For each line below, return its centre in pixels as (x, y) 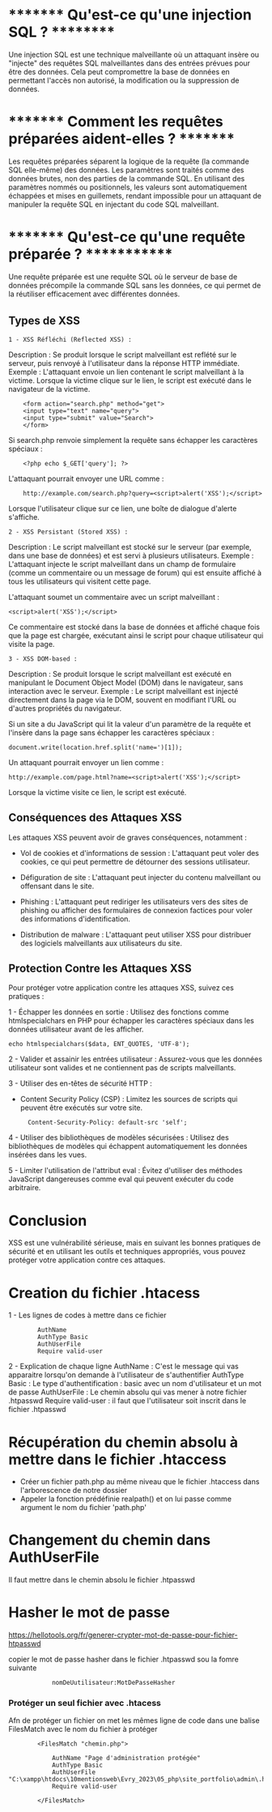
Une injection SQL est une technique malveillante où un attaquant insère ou (134, 54)
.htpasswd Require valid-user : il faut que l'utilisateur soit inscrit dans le (127, 1401)
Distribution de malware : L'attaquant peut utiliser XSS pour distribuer (136, 934)
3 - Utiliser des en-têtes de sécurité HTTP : (80, 1083)
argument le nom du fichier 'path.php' (83, 1508)
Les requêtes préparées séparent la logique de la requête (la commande (129, 161)
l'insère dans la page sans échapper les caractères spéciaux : (111, 732)
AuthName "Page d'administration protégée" (126, 1759)
